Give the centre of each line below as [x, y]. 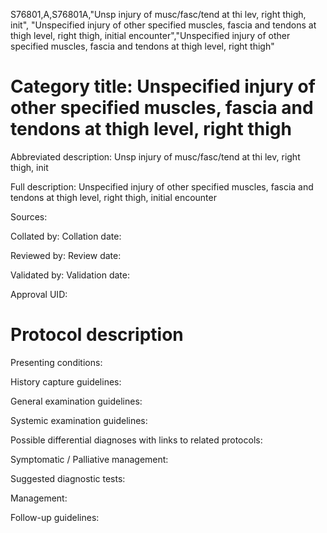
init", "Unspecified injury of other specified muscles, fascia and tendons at [163, 25]
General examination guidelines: [76, 401]
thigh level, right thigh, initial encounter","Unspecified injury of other [150, 35]
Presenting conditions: [56, 362]
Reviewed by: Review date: [66, 255]
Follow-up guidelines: [55, 517]
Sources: [29, 216]
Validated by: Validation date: [70, 275]
